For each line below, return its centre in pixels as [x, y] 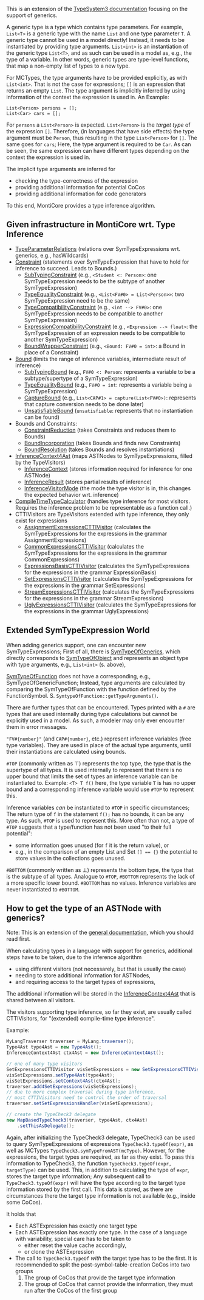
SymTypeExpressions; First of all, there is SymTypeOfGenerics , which [93, 652]
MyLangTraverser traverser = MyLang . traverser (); [70, 1042]
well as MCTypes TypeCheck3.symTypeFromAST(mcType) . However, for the [96, 1150]
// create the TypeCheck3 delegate [51, 1115]
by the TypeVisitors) [40, 462]
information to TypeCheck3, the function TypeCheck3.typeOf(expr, [89, 1163]
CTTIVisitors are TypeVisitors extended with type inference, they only [102, 514]
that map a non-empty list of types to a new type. [68, 66]
